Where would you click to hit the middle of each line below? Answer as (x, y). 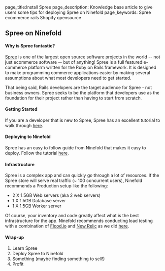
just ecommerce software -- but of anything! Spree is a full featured (74, 62)
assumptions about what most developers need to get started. (68, 78)
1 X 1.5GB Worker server (37, 206)
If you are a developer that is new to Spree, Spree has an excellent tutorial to (83, 120)
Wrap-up (15, 237)
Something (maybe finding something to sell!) (58, 259)
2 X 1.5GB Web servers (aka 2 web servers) (56, 195)
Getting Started (21, 109)
